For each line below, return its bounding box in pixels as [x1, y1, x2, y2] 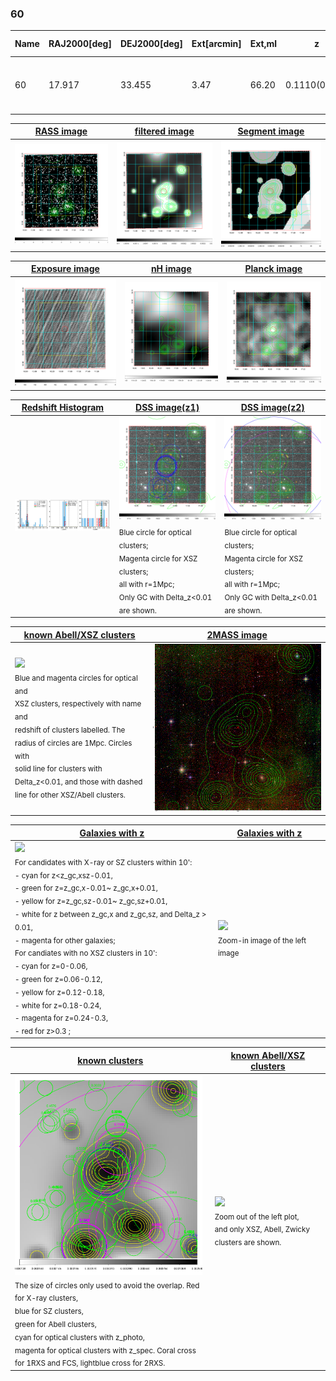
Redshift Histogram [21, 402, 105, 414]
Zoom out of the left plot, [214, 1212, 300, 1222]
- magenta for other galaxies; [14, 935, 116, 946]
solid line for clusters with [14, 764, 103, 774]
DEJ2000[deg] [119, 38, 183, 50]
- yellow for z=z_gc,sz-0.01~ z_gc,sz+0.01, [14, 896, 168, 906]
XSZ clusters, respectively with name [14, 699, 142, 709]
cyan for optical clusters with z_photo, [14, 1332, 145, 1342]
